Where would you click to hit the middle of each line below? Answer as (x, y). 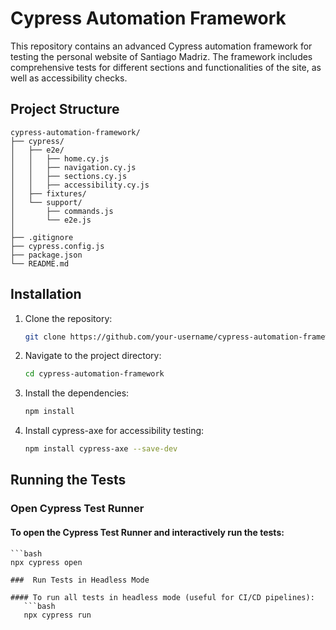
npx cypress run (57, 615)
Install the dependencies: (77, 393)
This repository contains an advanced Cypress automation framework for (161, 46)
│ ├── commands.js (62, 211)
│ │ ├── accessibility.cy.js (80, 185)
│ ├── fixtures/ (48, 193)
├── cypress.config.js (57, 246)
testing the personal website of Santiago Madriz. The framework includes (161, 56)
